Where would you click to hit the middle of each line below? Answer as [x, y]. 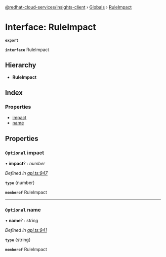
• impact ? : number [25, 164]
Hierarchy [21, 65]
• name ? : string [22, 221]
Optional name [23, 210]
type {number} [20, 183]
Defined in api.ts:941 [26, 230]
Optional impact [25, 152]
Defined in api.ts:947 [26, 173]
